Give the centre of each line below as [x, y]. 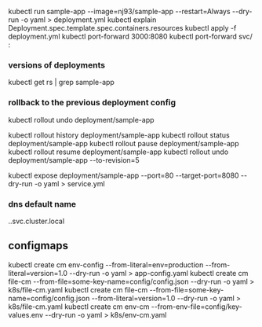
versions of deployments [57, 64]
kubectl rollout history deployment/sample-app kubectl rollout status [119, 135]
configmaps [38, 246]
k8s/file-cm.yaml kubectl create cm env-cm [79, 307]
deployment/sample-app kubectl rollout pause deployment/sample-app [124, 143]
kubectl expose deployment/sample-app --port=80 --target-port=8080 [124, 175]
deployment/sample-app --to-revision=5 [74, 160]
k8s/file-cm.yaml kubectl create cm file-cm [78, 289]
